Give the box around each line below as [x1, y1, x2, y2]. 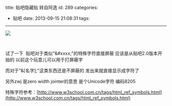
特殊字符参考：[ [5, 89, 39, 95]
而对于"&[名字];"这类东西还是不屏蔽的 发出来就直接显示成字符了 [5, 68, 139, 73]
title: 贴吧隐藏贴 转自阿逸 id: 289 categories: [5, 5, 98, 10]
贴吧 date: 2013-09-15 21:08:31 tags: [12, 15, 90, 21]
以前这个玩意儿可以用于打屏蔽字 [15, 57, 83, 63]
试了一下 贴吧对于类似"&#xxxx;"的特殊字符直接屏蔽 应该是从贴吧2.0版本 [5, 50, 158, 56]
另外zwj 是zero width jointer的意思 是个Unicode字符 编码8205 [5, 78, 136, 84]
